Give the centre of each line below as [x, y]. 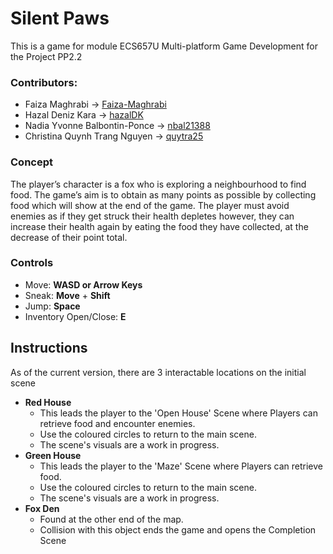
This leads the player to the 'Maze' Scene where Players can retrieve [181, 466]
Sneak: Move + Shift [67, 295]
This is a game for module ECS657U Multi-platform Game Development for [164, 46]
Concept [31, 162]
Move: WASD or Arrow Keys [83, 284]
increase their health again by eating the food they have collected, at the [159, 226]
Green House [53, 455]
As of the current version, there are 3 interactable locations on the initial [158, 372]
